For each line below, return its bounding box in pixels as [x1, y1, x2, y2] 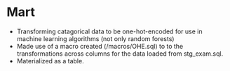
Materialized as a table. [16, 56, 85, 65]
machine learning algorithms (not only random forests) [16, 34, 175, 42]
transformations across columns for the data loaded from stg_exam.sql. [16, 49, 224, 58]
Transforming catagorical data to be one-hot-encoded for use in [16, 27, 203, 35]
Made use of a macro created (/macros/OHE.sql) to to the [16, 42, 184, 50]
